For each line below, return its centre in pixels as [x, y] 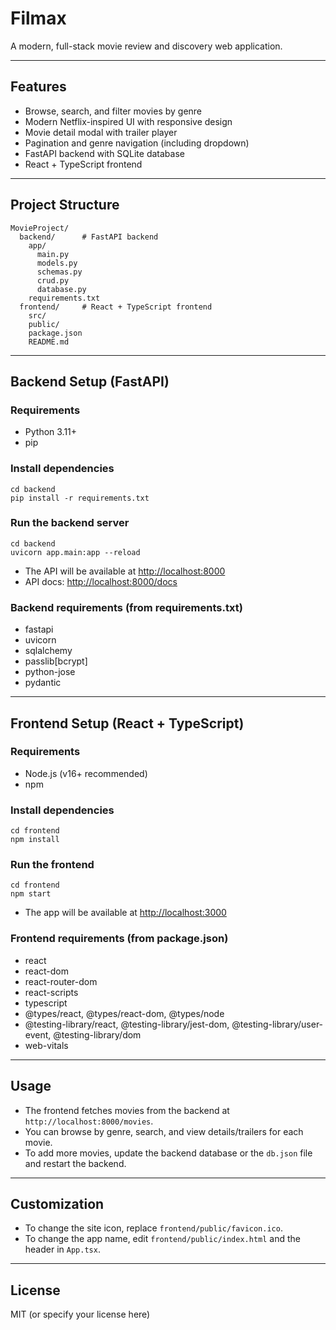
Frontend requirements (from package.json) [119, 939]
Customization [57, 1203]
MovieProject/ [40, 228]
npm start [31, 894]
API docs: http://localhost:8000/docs [101, 581]
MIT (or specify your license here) [80, 1314]
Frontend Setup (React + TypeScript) [127, 723]
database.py [61, 289]
